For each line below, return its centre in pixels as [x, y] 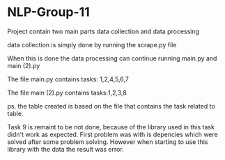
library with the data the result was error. [65, 149]
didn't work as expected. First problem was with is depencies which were [113, 134]
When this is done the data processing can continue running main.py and [112, 58]
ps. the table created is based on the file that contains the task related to [111, 106]
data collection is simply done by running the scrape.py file [92, 45]
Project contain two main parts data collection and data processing [103, 31]
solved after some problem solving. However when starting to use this [108, 142]
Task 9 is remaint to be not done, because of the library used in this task [111, 127]
